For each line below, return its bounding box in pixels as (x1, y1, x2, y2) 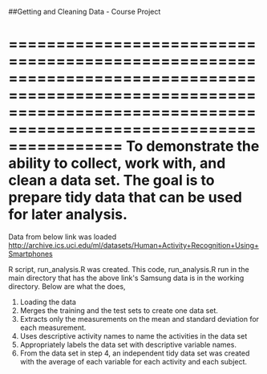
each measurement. (19, 323, 87, 332)
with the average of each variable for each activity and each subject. (19, 356, 247, 366)
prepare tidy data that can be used (8, 189, 243, 207)
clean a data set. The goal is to (8, 172, 215, 189)
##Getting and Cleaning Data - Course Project (8, 7, 161, 16)
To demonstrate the (125, 137, 260, 156)
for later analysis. (8, 205, 128, 224)
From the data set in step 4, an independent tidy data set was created (19, 348, 250, 358)
